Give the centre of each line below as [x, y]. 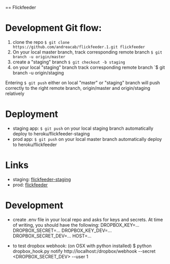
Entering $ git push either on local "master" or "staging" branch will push [83, 82]
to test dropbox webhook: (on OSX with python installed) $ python [82, 246]
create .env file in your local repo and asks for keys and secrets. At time [88, 220]
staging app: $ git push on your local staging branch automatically [83, 128]
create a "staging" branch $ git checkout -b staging [69, 62]
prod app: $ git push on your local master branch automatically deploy [87, 139]
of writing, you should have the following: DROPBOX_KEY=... [76, 225]
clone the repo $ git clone [41, 42]
